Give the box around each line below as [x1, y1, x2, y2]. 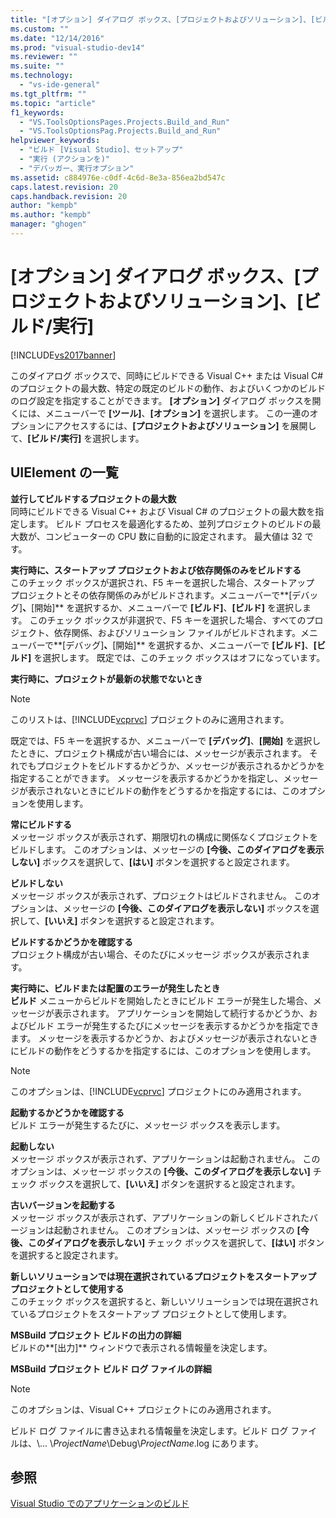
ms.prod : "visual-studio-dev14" [10, 42, 145, 53]
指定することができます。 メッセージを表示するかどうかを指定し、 [10, 772, 284, 784]
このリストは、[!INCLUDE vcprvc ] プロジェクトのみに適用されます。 [10, 713, 290, 725]
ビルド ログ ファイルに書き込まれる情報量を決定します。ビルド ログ [10, 1424, 289, 1436]
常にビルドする [10, 818, 72, 830]
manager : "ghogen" [10, 219, 87, 230]
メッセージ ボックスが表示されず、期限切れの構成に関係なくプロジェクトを [10, 831, 319, 843]
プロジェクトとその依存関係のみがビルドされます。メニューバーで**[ [10, 589, 293, 601]
